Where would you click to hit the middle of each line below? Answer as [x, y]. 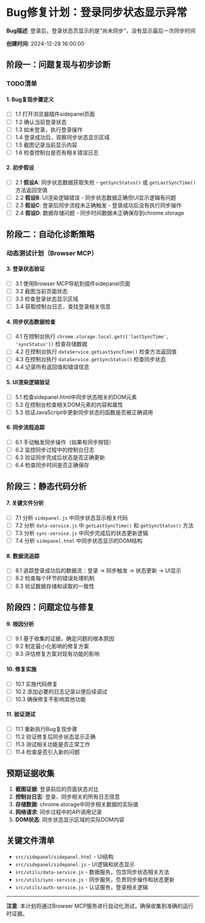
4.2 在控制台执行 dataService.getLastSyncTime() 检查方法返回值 [96, 351]
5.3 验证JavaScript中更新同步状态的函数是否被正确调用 [84, 412]
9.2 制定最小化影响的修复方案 [52, 646]
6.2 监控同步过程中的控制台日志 [55, 450]
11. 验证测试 [21, 714]
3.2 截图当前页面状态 [41, 291]
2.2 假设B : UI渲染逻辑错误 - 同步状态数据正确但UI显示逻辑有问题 [95, 198]
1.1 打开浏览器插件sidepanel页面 [55, 114]
